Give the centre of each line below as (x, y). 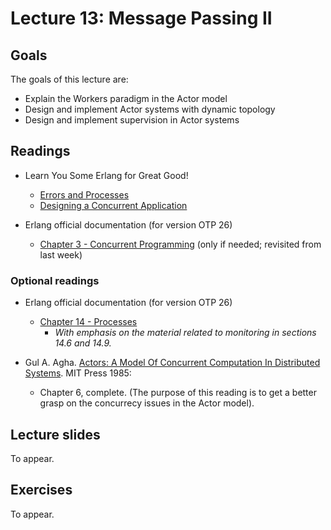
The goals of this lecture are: (69, 79)
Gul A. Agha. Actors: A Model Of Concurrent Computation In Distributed (172, 363)
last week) (61, 254)
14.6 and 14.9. (83, 343)
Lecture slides (55, 434)
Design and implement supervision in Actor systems (132, 120)
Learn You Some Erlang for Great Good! (106, 175)
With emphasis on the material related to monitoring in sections (185, 333)
